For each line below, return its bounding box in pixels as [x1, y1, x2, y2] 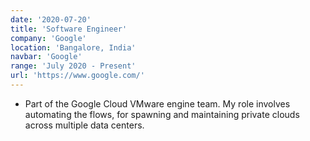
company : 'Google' [10, 33, 87, 43]
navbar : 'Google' [10, 52, 83, 62]
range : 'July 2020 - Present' [10, 61, 137, 71]
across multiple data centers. [24, 119, 145, 131]
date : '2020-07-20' [10, 14, 92, 25]
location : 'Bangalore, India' [10, 42, 137, 53]
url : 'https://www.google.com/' [10, 71, 145, 81]
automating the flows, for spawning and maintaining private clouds [24, 108, 300, 120]
